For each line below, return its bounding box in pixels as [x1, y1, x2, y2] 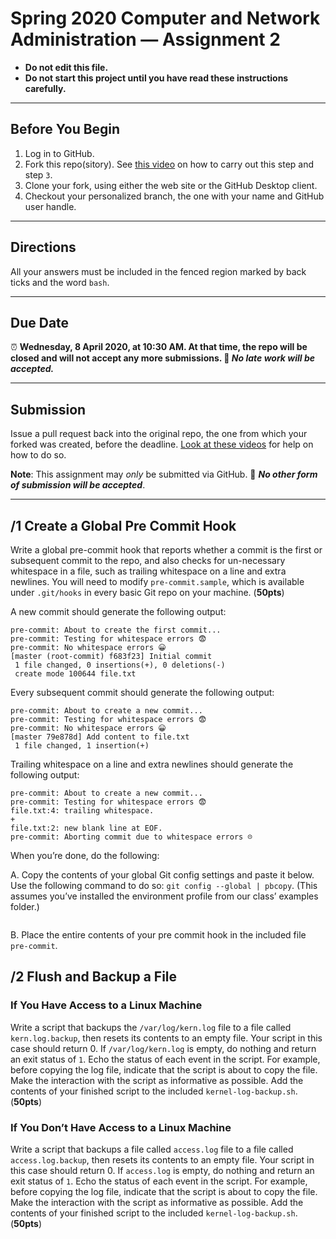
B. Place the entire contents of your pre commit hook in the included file [10, 929, 307, 941]
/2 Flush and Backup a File [10, 968, 178, 986]
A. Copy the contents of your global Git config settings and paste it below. [10, 869, 315, 881]
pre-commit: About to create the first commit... [10, 625, 222, 635]
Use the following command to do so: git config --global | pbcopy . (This [10, 880, 318, 891]
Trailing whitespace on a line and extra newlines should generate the [10, 758, 294, 770]
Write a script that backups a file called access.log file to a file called [10, 1143, 294, 1155]
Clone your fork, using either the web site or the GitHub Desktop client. [24, 179, 318, 191]
